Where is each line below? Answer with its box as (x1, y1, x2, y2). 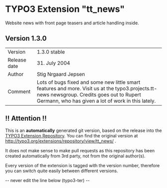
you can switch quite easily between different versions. (5, 168, 118, 174)
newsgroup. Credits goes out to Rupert (50, 91, 142, 98)
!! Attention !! (5, 114, 47, 123)
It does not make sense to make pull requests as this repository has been (5, 147, 155, 153)
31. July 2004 (37, 60, 71, 66)
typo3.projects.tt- (115, 85, 158, 92)
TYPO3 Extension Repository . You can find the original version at (5, 132, 138, 138)
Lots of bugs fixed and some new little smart (37, 78, 141, 85)
